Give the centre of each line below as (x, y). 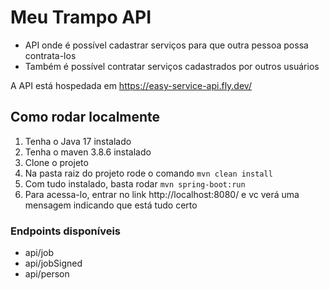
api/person (47, 274)
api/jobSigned (53, 263)
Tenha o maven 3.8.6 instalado (88, 152)
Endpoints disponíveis (66, 231)
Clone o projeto (56, 162)
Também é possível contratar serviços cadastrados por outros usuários (172, 66)
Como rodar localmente (85, 117)
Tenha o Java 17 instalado (78, 141)
